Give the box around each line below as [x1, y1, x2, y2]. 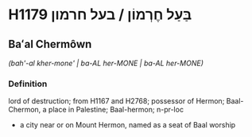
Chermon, [8, 105, 41, 115]
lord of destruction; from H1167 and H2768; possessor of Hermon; [8, 96, 225, 106]
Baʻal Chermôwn [8, 37, 92, 51]
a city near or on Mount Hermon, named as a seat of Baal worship [19, 120, 236, 130]
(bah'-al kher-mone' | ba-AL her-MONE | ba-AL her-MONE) [8, 58, 204, 68]
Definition [8, 78, 48, 89]
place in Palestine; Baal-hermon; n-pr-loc [48, 105, 184, 115]
